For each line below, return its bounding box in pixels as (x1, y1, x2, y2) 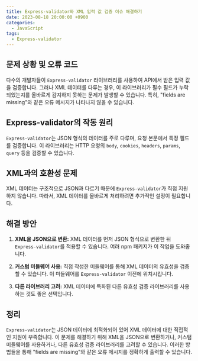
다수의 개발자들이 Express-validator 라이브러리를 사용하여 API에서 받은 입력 (6, 76, 184, 83)
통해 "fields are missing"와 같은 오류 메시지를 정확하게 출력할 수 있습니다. (21, 349, 193, 356)
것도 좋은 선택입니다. (25, 291, 74, 298)
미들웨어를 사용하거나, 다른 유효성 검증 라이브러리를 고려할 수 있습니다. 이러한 (6, 341, 184, 348)
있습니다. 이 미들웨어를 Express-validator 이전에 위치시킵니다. (27, 270, 173, 278)
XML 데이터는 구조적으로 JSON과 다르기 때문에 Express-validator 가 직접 (6, 185, 177, 192)
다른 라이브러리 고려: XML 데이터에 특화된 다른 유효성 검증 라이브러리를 (14, 283, 179, 290)
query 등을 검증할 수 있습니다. (6, 149, 75, 156)
